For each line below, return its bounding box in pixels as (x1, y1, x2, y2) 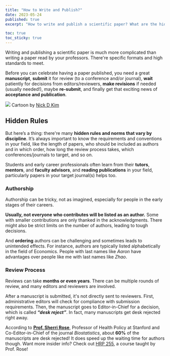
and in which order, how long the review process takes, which (5, 146, 134, 152)
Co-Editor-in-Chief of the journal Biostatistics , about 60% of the (5, 330, 140, 336)
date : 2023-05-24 (5, 12, 42, 17)
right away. (5, 315, 29, 321)
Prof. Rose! (5, 346, 28, 352)
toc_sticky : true (5, 35, 42, 41)
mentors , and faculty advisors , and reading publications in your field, (5, 167, 153, 173)
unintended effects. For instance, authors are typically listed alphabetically (5, 243, 161, 249)
